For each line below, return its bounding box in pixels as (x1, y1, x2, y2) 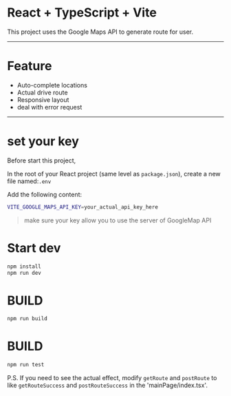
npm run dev (7, 269, 41, 276)
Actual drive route (16, 88, 68, 96)
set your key (7, 134, 79, 149)
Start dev (7, 240, 61, 256)
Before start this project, (7, 156, 76, 165)
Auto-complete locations (16, 81, 88, 89)
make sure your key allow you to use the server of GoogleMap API (23, 216, 212, 225)
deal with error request (16, 103, 82, 111)
